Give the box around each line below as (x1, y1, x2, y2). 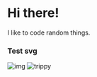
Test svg (7, 46, 38, 56)
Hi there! (7, 5, 59, 21)
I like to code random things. (7, 28, 91, 37)
